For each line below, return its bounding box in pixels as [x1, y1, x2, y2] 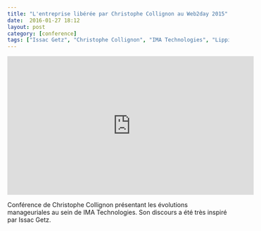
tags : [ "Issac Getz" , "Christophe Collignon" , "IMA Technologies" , [7, 37, 210, 44]
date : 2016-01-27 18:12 [7, 17, 80, 24]
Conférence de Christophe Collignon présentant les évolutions [7, 201, 189, 209]
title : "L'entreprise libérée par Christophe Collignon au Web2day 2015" [7, 10, 229, 18]
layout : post [7, 23, 46, 30]
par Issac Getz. [7, 216, 51, 224]
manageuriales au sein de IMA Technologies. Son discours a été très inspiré [7, 208, 227, 217]
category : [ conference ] [7, 30, 77, 37]
